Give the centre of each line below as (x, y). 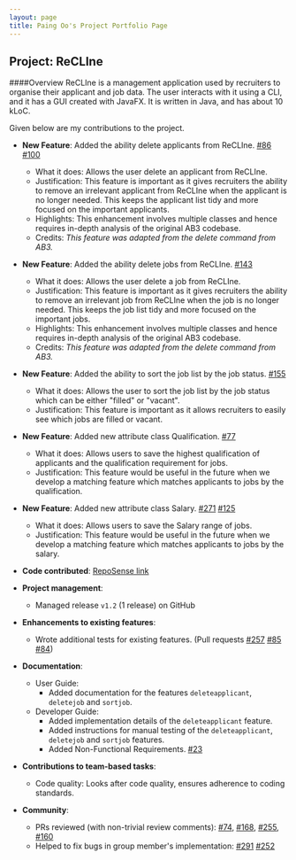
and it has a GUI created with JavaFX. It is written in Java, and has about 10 (146, 102)
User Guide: (57, 684)
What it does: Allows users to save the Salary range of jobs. (144, 526)
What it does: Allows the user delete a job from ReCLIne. (138, 282)
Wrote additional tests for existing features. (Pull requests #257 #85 (158, 639)
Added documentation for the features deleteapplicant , (150, 693)
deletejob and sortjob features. (106, 740)
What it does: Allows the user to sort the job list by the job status (152, 391)
